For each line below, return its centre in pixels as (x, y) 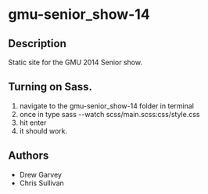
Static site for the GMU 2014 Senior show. (75, 62)
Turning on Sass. (50, 87)
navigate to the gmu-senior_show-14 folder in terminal (106, 106)
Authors (29, 156)
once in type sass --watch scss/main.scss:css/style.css (109, 114)
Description (37, 44)
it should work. (43, 130)
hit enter (33, 123)
